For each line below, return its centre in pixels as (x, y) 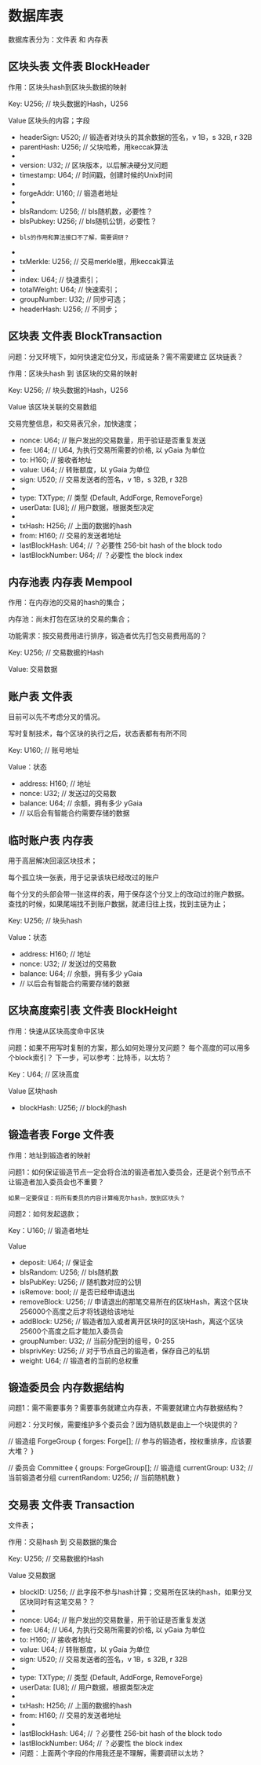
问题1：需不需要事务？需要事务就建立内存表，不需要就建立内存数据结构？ (126, 1408)
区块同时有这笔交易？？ (57, 1602)
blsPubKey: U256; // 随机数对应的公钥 (80, 1282)
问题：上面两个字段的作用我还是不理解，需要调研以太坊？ (112, 1753)
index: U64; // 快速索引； (60, 279)
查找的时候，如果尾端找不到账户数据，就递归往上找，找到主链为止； (118, 904)
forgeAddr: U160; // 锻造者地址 (69, 193)
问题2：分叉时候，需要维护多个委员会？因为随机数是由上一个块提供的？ (123, 1425)
